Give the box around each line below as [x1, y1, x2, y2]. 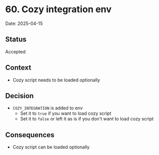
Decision [5, 91, 34, 100]
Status [5, 35, 27, 44]
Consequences [5, 131, 55, 139]
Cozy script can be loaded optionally [12, 144, 90, 150]
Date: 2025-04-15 [5, 20, 43, 26]
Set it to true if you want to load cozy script [20, 110, 112, 116]
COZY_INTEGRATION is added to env [12, 105, 83, 111]
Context [5, 64, 31, 72]
